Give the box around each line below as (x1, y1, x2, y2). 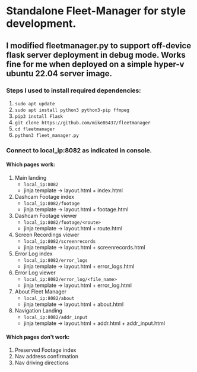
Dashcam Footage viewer (14, 212, 78, 219)
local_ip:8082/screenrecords (23, 239, 96, 245)
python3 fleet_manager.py (14, 132, 79, 138)
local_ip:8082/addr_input (23, 314, 88, 320)
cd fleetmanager (14, 126, 55, 132)
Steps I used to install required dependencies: (6, 86, 141, 95)
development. (6, 17, 77, 30)
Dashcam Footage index (14, 193, 75, 200)
